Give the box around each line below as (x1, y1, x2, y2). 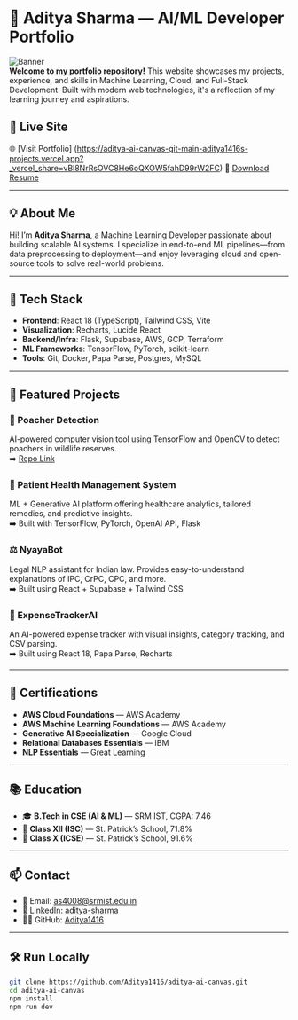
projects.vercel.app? (9, 153, 84, 163)
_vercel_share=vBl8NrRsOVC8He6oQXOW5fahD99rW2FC (9, 162, 220, 173)
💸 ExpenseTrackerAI (9, 608, 98, 621)
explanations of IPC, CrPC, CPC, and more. (9, 573, 167, 584)
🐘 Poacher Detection (9, 413, 100, 426)
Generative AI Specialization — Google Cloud (21, 727, 192, 739)
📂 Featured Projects (9, 387, 121, 402)
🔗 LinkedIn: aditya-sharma (21, 905, 119, 916)
